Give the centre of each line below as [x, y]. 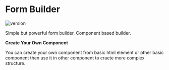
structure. [15, 63]
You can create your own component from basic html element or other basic [84, 52]
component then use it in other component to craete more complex [75, 58]
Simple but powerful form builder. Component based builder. [68, 33]
